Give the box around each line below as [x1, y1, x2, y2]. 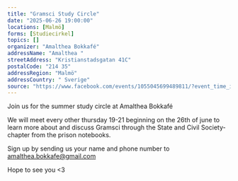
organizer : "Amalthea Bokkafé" [7, 43, 100, 50]
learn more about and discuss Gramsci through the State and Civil [7, 123, 200, 132]
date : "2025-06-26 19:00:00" [7, 17, 93, 24]
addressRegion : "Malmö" [7, 69, 78, 76]
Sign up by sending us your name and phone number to [7, 144, 170, 153]
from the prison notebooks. [31, 131, 111, 139]
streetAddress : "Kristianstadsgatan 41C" [7, 57, 132, 64]
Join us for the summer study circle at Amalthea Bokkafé [7, 102, 174, 110]
